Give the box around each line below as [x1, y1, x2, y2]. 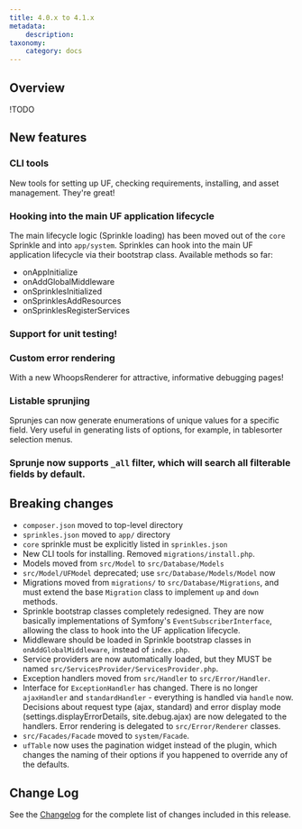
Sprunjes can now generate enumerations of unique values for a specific [9, 415, 279, 426]
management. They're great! [9, 187, 115, 198]
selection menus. [9, 434, 74, 445]
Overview [9, 80, 66, 96]
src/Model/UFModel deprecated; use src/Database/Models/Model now [22, 568, 276, 578]
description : [25, 30, 75, 39]
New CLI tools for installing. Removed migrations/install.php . [22, 549, 255, 560]
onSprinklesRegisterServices [22, 305, 131, 315]
